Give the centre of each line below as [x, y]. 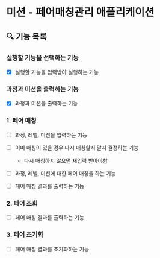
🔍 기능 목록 [26, 36]
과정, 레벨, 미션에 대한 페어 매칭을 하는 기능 [65, 173]
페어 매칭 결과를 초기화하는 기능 [52, 249]
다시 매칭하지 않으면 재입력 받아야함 [66, 160]
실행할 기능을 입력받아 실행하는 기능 [57, 72]
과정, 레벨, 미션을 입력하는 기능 [51, 135]
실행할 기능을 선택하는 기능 [43, 58]
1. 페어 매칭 [21, 121]
